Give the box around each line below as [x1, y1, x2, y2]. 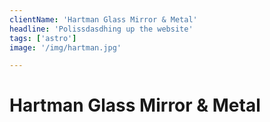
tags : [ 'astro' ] [9, 33, 77, 43]
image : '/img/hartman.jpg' [9, 42, 122, 53]
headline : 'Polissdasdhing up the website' [9, 24, 194, 34]
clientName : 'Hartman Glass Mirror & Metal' [9, 14, 198, 25]
